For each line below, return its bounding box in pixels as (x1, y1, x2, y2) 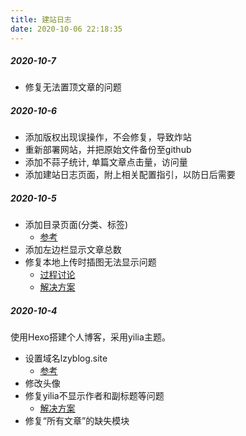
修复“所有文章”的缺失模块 (24, 415, 130, 427)
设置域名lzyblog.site (24, 352, 108, 365)
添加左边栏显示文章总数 (24, 244, 122, 256)
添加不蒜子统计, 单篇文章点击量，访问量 (24, 156, 188, 168)
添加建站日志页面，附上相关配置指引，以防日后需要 (24, 169, 236, 181)
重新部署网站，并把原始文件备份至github (24, 144, 192, 156)
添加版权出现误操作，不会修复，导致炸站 (24, 131, 192, 143)
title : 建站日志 (10, 14, 72, 25)
